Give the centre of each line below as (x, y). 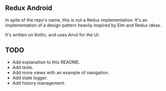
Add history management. (39, 83)
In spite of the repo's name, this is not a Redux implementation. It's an (76, 20)
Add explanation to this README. (46, 62)
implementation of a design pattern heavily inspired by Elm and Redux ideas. (83, 25)
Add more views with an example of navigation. (61, 72)
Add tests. (23, 67)
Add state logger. (30, 78)
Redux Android (29, 8)
